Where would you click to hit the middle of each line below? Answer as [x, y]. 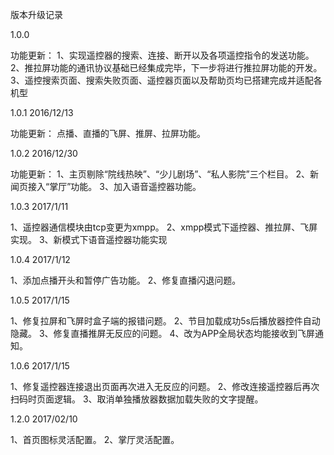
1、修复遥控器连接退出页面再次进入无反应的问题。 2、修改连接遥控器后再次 [165, 386]
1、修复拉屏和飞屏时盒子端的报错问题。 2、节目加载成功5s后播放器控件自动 [165, 321]
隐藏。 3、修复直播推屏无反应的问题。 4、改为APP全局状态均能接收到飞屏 [163, 333]
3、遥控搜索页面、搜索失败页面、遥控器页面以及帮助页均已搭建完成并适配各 [166, 80]
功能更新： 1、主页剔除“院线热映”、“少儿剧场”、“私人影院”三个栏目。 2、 [160, 174]
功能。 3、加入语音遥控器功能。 [136, 186]
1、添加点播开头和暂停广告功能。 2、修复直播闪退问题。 [126, 280]
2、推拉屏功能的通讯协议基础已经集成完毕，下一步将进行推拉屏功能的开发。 [166, 67]
